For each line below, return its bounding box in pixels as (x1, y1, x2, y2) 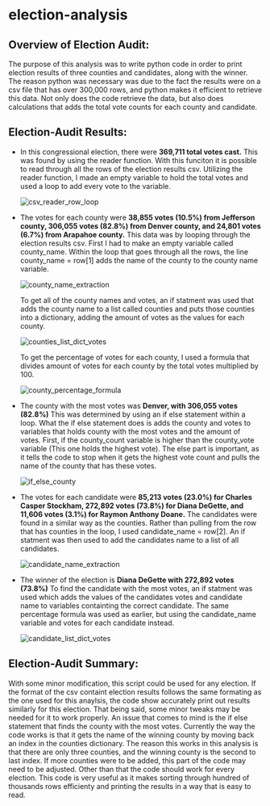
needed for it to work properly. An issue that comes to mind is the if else (8, 712, 248, 722)
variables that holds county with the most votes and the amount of (19, 426, 241, 436)
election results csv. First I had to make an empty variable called (19, 238, 234, 248)
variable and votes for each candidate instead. (19, 618, 175, 628)
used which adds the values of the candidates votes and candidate (19, 592, 243, 602)
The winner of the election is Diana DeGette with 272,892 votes (19, 575, 235, 585)
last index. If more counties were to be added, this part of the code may (8, 755, 247, 765)
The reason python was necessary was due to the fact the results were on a (8, 77, 261, 86)
